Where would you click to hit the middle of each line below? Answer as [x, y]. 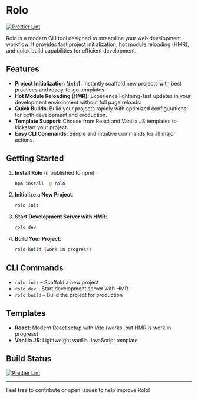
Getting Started [35, 158]
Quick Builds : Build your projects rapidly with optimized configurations [100, 108]
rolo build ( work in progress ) [53, 250]
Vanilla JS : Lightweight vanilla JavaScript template [76, 340]
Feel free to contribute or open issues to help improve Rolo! [78, 390]
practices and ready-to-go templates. [60, 90]
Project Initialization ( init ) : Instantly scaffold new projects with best [98, 83]
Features [23, 69]
